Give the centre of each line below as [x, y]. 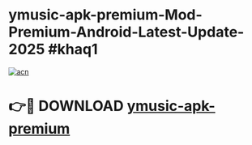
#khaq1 [73, 49]
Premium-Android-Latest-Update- [126, 32]
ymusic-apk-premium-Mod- [105, 15]
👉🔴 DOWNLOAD [66, 106]
